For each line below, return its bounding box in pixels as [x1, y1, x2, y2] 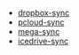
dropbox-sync [17, 8, 70, 18]
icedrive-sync [17, 35, 69, 46]
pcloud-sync [17, 17, 65, 27]
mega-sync [17, 27, 60, 36]
